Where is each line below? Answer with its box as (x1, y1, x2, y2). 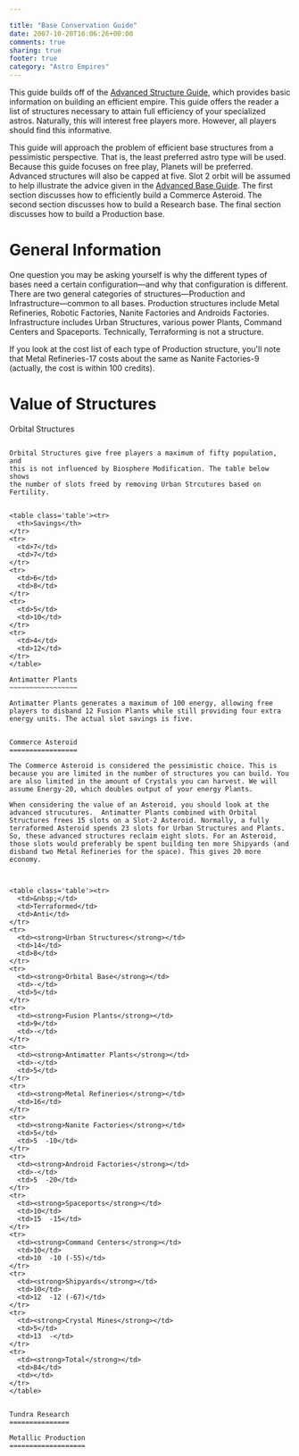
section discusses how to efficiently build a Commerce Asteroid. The (9, 189, 262, 200)
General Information (9, 240, 162, 260)
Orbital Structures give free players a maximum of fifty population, (9, 448, 278, 457)
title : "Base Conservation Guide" (9, 21, 138, 29)
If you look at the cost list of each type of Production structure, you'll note (9, 343, 281, 354)
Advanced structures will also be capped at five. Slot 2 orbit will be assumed (9, 171, 291, 181)
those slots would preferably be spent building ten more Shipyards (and (9, 839, 290, 849)
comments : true (9, 38, 66, 46)
